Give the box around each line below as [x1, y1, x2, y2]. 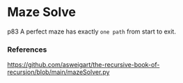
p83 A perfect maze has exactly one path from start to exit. [7, 27, 176, 36]
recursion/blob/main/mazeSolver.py [7, 68, 110, 77]
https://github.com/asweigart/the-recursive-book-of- [7, 61, 160, 69]
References [7, 45, 47, 54]
